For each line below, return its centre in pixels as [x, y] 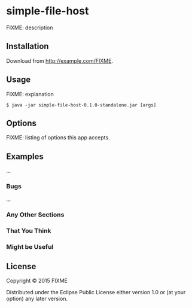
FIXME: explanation [30, 94]
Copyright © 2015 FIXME [37, 281]
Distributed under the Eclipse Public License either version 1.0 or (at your [96, 292]
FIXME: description [30, 28]
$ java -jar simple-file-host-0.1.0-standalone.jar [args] [81, 105]
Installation [28, 46]
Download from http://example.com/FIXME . [60, 60]
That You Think [29, 231]
